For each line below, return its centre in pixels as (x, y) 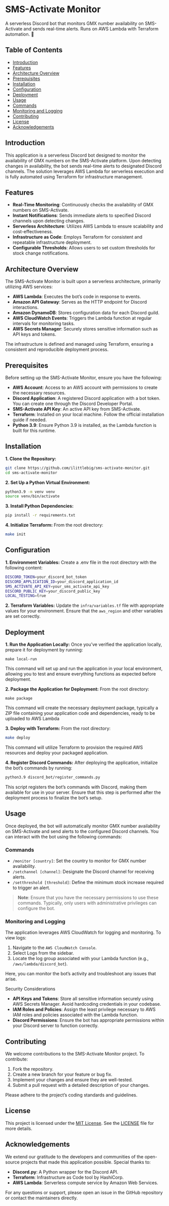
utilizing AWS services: (29, 287)
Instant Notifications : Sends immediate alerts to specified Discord (82, 215)
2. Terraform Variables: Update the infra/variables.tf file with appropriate (84, 606)
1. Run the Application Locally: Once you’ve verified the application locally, (84, 644)
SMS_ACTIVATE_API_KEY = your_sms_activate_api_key (57, 587)
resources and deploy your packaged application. (57, 753)
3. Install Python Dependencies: (40, 506)
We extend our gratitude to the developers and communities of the (74, 1156)
